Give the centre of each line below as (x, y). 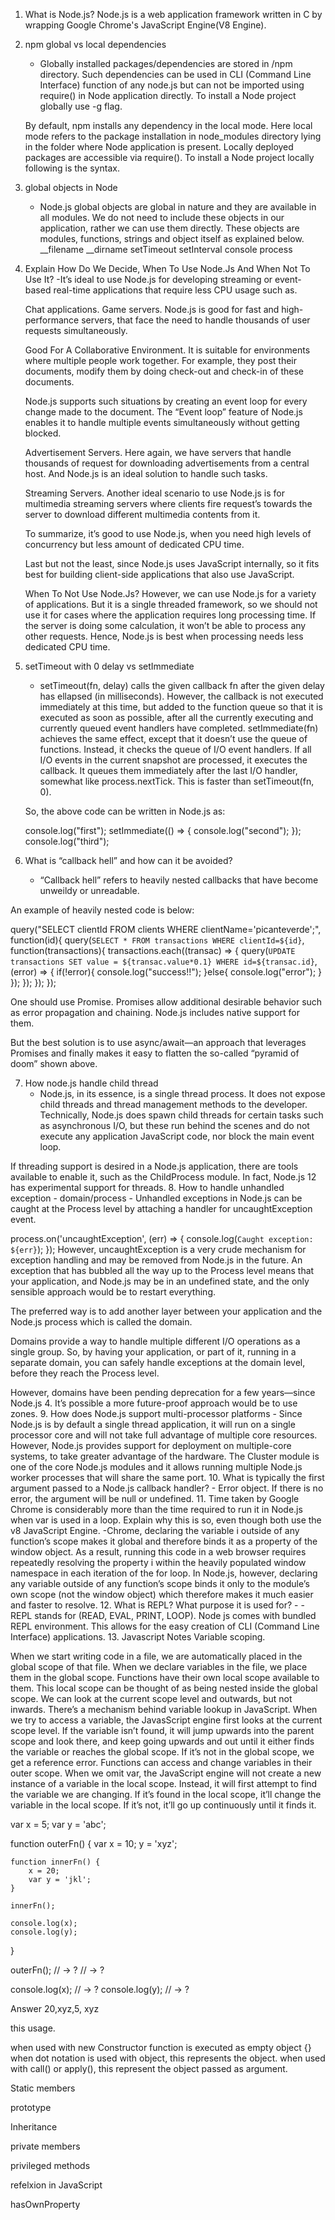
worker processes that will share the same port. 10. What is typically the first (167, 1477)
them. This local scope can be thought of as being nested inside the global (164, 1688)
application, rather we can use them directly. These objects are (169, 228)
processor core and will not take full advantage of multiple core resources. (164, 1435)
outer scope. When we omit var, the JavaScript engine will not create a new (166, 1773)
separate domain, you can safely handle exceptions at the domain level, (158, 1362)
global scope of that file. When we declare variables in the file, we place (159, 1667)
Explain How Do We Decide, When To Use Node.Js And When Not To (167, 268)
